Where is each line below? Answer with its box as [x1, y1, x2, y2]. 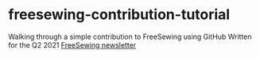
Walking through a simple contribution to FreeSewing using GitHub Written [8, 32, 252, 41]
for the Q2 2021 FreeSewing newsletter [8, 40, 137, 49]
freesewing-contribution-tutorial [8, 6, 231, 24]
